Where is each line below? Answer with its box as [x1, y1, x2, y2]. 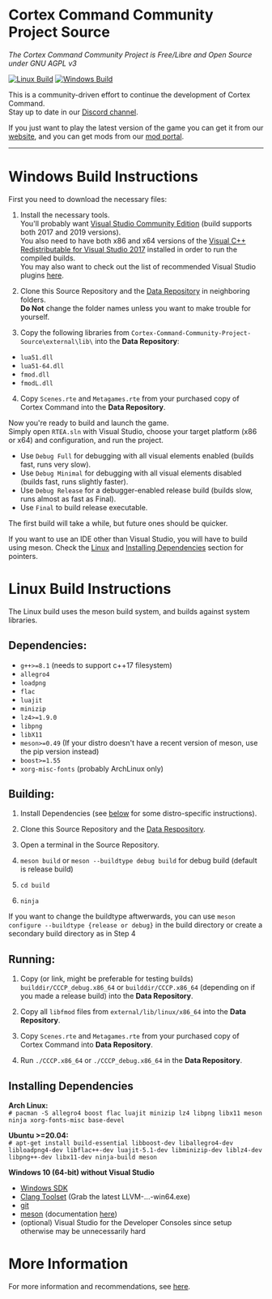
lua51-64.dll [19, 362, 65, 370]
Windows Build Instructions [8, 168, 198, 186]
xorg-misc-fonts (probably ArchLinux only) [19, 763, 164, 773]
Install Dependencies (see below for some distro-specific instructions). [19, 809, 257, 819]
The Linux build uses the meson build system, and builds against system [8, 606, 250, 616]
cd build [19, 882, 50, 890]
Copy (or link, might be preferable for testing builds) [19, 974, 194, 983]
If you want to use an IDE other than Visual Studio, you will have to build [8, 534, 249, 544]
